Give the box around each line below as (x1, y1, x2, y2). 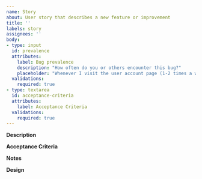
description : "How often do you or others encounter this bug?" (17, 64, 182, 71)
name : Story (6, 8, 36, 15)
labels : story (6, 25, 42, 32)
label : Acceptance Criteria (17, 103, 87, 110)
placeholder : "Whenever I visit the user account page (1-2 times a (17, 70, 192, 76)
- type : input (6, 43, 42, 49)
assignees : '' (6, 31, 42, 37)
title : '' (6, 20, 31, 26)
